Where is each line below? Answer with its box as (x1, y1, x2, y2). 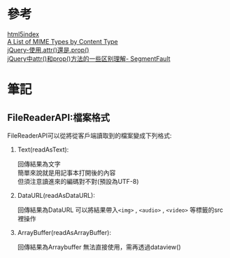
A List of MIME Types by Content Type (7, 37, 118, 45)
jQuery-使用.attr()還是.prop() (7, 45, 89, 54)
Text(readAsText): (17, 145, 69, 154)
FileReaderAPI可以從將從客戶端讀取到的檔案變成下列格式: (7, 131, 173, 140)
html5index (7, 29, 40, 38)
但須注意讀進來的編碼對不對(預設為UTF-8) (17, 177, 139, 185)
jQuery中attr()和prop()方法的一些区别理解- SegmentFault (7, 54, 171, 63)
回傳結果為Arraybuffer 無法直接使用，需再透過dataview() (17, 243, 182, 251)
